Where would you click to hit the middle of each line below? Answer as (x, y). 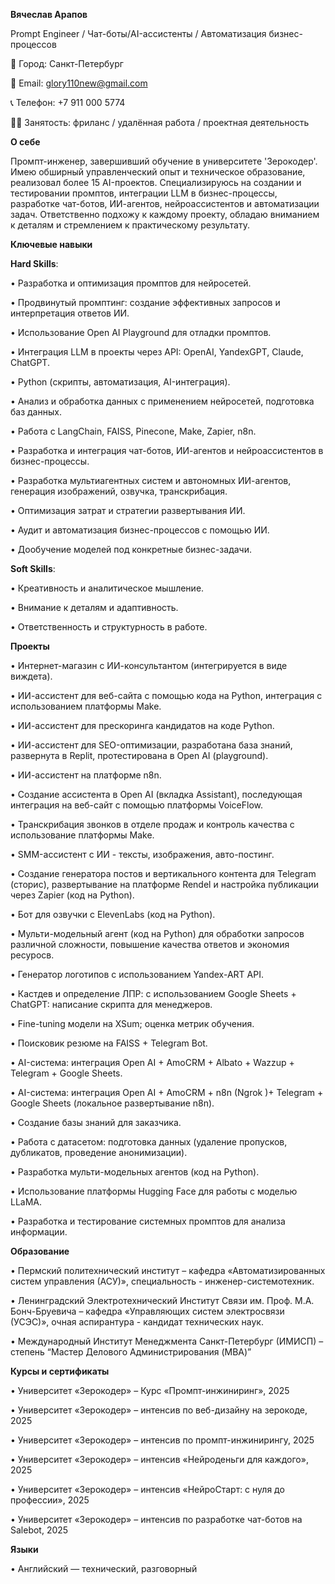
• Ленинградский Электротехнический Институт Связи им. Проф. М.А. (162, 1300)
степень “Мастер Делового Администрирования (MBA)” (131, 1352)
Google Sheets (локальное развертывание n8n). (112, 1103)
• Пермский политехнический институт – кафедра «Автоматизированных (168, 1270)
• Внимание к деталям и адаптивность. (94, 607)
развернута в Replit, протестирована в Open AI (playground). (139, 755)
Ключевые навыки (51, 244)
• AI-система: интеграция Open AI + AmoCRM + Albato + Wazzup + (152, 1062)
